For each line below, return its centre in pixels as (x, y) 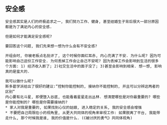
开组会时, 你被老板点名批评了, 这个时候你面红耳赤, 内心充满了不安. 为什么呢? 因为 (81, 56)
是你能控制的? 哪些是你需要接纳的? (36, 102)
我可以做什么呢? (19, 81)
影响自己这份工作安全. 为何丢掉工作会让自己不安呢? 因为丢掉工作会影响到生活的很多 (84, 61)
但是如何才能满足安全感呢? (29, 36)
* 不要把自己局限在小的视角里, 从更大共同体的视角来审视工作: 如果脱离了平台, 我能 (81, 113)
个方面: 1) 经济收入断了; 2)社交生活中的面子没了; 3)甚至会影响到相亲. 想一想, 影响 (83, 66)
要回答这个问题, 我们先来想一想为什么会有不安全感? (51, 46)
